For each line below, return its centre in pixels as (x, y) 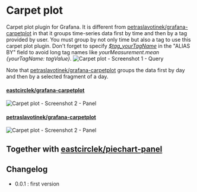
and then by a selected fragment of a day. (57, 76)
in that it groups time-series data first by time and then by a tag (110, 33)
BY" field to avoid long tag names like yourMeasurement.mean (83, 52)
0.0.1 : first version (37, 184)
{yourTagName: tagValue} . (39, 58)
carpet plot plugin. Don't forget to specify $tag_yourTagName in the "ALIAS (98, 46)
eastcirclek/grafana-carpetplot (45, 90)
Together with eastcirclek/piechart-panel (84, 149)
